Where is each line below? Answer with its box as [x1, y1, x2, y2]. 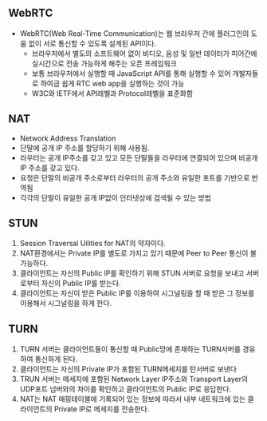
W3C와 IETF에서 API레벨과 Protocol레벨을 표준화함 [31, 88, 194, 98]
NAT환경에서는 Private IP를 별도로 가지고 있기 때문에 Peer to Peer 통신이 [19, 248, 249, 258]
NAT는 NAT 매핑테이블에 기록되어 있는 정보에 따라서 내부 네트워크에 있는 [19, 395, 245, 404]
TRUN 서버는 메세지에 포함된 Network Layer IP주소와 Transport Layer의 [19, 375, 249, 384]
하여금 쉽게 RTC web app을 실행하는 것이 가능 [40, 78, 185, 88]
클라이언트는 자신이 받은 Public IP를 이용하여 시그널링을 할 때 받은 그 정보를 [19, 288, 255, 298]
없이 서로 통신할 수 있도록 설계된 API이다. [28, 38, 157, 48]
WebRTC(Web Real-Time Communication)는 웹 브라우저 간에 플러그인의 [19, 28, 249, 38]
